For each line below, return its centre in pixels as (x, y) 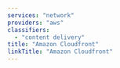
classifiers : (29, 30)
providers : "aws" (36, 23)
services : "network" (41, 15)
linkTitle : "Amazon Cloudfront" (60, 52)
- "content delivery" (50, 37)
